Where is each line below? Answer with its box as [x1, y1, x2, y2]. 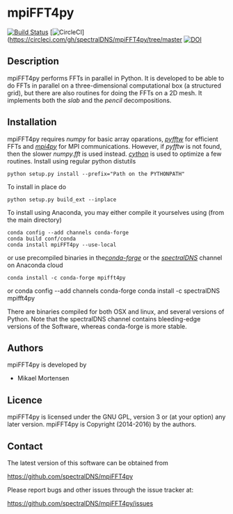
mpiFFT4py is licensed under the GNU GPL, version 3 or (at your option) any [7, 412, 226, 421]
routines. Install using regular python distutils [7, 156, 136, 165]
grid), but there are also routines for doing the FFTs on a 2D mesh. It [7, 88, 202, 97]
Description [7, 56, 59, 67]
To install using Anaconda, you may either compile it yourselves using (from [7, 208, 225, 216]
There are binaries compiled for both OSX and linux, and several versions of [7, 307, 225, 316]
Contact [7, 440, 43, 452]
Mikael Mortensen [17, 374, 70, 383]
